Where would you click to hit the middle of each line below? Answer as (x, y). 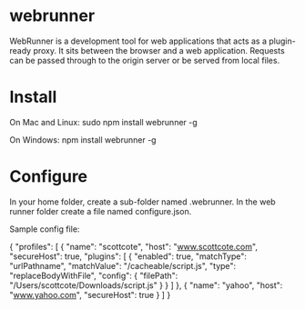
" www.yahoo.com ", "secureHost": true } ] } (90, 294)
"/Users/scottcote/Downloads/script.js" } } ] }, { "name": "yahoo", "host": (146, 285)
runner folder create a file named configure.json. (101, 211)
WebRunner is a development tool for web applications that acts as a (138, 41)
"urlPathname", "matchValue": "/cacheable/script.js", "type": (123, 265)
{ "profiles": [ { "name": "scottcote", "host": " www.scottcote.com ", (133, 246)
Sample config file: (45, 229)
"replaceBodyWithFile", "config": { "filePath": (94, 275)
